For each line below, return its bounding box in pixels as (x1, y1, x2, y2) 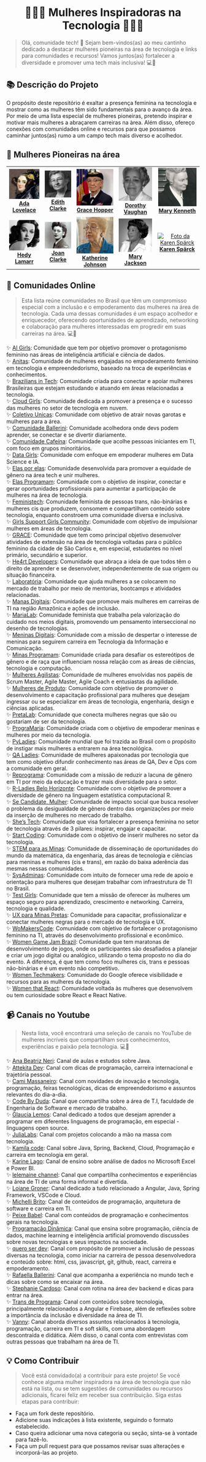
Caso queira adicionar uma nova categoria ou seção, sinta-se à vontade (15, 1429, 197, 1437)
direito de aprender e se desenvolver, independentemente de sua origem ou (6, 564, 199, 572)
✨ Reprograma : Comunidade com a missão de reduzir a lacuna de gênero (6, 771, 193, 779)
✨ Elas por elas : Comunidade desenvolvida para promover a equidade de (6, 464, 191, 472)
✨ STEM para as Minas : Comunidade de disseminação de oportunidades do (6, 844, 198, 852)
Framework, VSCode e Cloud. (6, 1191, 82, 1199)
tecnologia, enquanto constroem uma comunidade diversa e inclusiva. (6, 511, 184, 518)
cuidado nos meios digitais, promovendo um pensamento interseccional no (6, 618, 196, 625)
